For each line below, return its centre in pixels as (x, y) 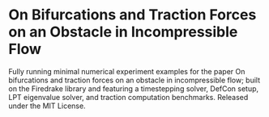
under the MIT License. (47, 106)
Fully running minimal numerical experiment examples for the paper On (127, 71)
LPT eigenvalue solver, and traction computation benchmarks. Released (128, 97)
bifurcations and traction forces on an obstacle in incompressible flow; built (134, 80)
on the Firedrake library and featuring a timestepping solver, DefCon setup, (134, 88)
